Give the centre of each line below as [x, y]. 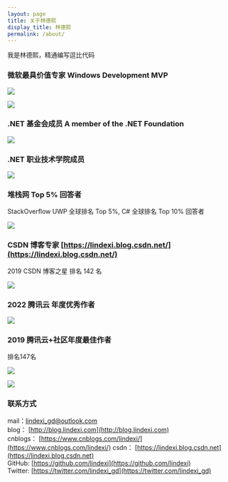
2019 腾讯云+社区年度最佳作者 [59, 339]
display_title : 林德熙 [39, 27]
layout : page [27, 14]
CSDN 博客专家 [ [36, 245]
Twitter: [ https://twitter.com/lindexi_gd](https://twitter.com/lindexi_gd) [109, 471]
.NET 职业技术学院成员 [46, 159]
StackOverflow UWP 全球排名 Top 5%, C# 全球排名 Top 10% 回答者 [106, 212]
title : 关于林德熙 [32, 21]
